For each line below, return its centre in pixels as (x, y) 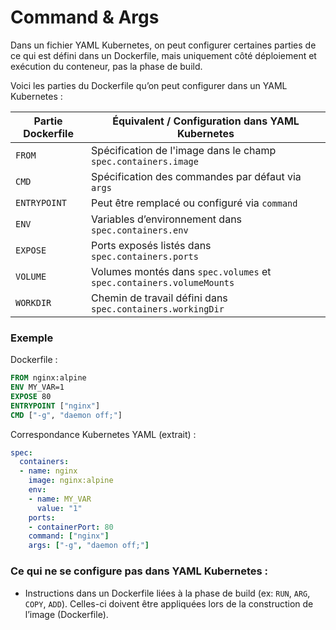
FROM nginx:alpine (48, 378)
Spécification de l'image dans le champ (184, 150)
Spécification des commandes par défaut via (196, 176)
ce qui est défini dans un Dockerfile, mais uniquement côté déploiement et (163, 55)
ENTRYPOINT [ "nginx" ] (55, 406)
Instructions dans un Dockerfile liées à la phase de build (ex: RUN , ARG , (167, 593)
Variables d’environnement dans (167, 219)
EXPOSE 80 (31, 396)
